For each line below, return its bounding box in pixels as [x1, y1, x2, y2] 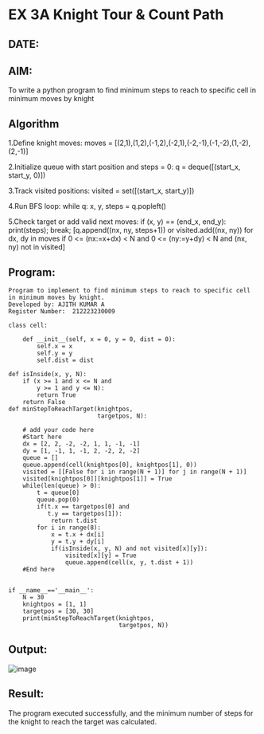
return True [37, 391, 77, 399]
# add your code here [22, 426, 94, 434]
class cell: [8, 321, 48, 330]
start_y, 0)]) [8, 171, 46, 180]
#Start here [22, 433, 62, 442]
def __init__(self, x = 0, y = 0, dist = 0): [22, 336, 177, 343]
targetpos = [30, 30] [22, 607, 94, 615]
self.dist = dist [37, 356, 94, 364]
